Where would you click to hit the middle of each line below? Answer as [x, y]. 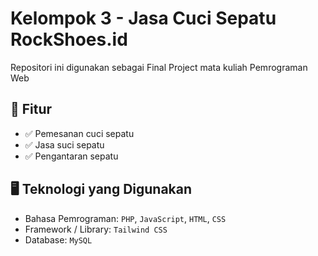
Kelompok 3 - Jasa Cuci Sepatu [143, 18]
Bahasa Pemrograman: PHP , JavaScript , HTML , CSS [125, 218]
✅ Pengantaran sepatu [71, 156]
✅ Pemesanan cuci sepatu [79, 133]
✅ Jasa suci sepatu [64, 144]
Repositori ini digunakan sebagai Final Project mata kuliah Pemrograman [159, 67]
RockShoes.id [69, 39]
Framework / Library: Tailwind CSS [96, 229]
